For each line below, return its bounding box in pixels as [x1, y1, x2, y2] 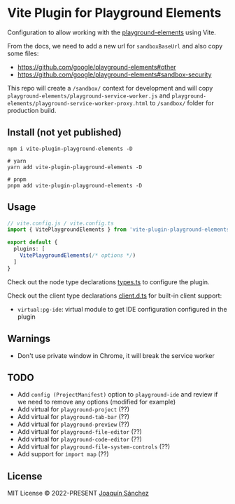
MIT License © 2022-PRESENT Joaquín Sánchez [7, 489, 149, 498]
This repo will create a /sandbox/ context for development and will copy [7, 84, 213, 92]
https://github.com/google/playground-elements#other [17, 62, 176, 71]
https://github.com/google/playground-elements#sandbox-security [17, 70, 212, 79]
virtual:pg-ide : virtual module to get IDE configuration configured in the [17, 305, 227, 313]
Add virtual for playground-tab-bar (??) [17, 413, 130, 421]
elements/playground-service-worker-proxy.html [7, 100, 149, 107]
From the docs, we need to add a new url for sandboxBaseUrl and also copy [7, 41, 223, 50]
